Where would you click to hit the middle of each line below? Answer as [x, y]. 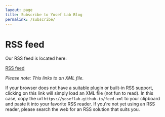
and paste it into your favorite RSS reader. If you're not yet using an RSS [80, 104]
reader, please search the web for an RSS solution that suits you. [73, 109]
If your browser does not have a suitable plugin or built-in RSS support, [79, 88]
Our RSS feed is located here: [36, 58]
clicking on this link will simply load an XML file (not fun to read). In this [79, 93]
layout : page [19, 10]
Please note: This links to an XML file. [45, 78]
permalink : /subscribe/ [30, 19]
